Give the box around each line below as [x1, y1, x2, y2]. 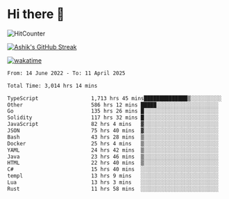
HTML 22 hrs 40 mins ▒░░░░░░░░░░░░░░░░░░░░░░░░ [7, 159, 219, 166]
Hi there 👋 [7, 6, 65, 22]
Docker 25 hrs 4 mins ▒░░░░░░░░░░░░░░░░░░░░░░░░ [7, 140, 219, 147]
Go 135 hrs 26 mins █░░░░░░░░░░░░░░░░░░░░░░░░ [7, 108, 219, 115]
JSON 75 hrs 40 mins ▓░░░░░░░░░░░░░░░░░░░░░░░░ [7, 127, 219, 134]
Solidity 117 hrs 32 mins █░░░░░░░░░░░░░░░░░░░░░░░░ [7, 114, 219, 121]
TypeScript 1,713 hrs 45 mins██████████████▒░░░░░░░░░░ [7, 95, 222, 102]
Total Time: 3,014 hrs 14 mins [7, 82, 98, 89]
